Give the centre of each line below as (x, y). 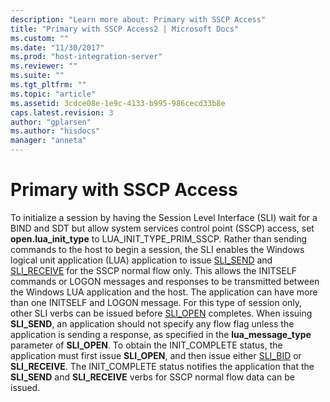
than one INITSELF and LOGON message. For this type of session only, (156, 302)
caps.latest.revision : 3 (62, 112)
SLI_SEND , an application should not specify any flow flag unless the (152, 323)
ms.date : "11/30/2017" (57, 47)
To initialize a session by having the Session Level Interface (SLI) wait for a (164, 217)
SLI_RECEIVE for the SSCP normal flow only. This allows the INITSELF (154, 270)
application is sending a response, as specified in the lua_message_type (161, 334)
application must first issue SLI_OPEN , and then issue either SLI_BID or (156, 355)
